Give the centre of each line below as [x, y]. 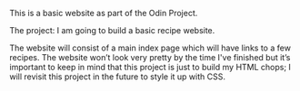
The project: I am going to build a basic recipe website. [112, 30]
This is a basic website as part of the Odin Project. [104, 13]
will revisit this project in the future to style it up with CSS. [117, 77]
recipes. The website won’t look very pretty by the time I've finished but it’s [150, 57]
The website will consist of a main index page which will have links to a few [150, 48]
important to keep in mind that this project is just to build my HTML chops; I [150, 67]
